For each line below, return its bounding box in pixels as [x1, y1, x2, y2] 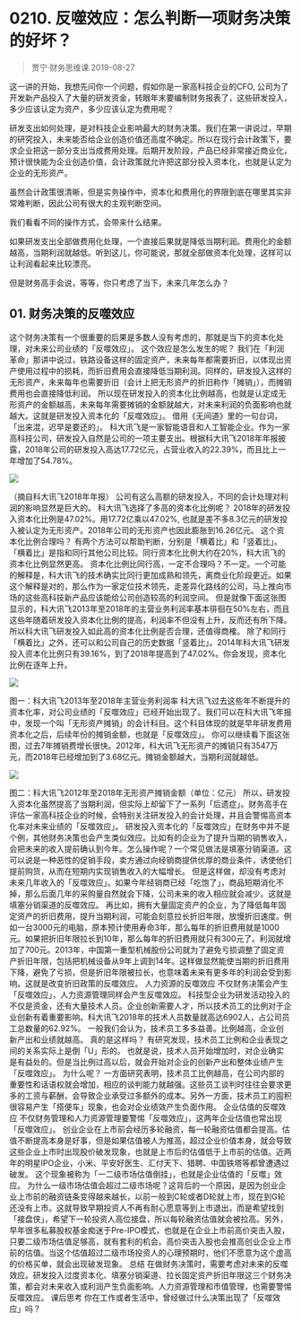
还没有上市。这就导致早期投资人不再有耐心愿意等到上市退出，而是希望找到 [9, 1202, 284, 1213]
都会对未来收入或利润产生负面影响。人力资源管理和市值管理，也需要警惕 [24, 1281, 292, 1291]
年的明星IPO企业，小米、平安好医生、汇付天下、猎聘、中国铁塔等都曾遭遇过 [9, 1157, 289, 1168]
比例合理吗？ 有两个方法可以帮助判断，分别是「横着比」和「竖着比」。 [24, 536, 282, 547]
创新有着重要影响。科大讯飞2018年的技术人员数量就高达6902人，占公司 [16, 1011, 282, 1022]
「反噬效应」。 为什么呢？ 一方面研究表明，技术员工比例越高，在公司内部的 [9, 1067, 285, 1078]
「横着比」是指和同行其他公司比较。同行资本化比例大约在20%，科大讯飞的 [9, 547, 287, 557]
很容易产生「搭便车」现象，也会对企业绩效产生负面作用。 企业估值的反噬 [9, 1101, 279, 1112]
